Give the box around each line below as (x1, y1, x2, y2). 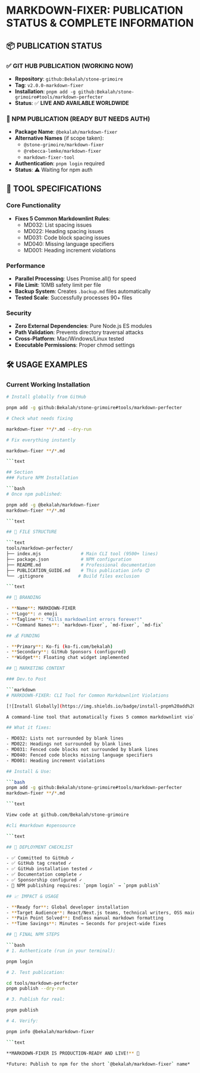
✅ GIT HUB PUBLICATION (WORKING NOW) (6, 61, 134, 70)
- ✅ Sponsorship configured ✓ (6, 877, 82, 883)
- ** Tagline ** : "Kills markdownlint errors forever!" (6, 616, 143, 622)
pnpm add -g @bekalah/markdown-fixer (6, 502, 100, 508)
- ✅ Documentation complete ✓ (6, 871, 82, 877)
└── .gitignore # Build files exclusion (6, 573, 140, 579)
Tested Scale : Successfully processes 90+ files (14, 294, 133, 301)
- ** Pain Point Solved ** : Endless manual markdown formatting (6, 915, 164, 922)
